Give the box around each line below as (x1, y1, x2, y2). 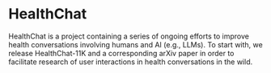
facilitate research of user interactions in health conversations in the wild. (8, 57, 253, 67)
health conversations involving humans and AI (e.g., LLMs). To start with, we (8, 39, 263, 49)
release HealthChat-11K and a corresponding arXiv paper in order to (8, 48, 235, 58)
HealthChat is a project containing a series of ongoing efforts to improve (8, 31, 249, 41)
